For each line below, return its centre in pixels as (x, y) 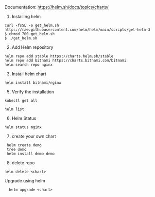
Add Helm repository (32, 47)
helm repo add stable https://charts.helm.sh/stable (59, 56)
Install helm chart (29, 74)
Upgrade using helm (25, 181)
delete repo (23, 163)
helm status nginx (23, 127)
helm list (15, 109)
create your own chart (34, 136)
